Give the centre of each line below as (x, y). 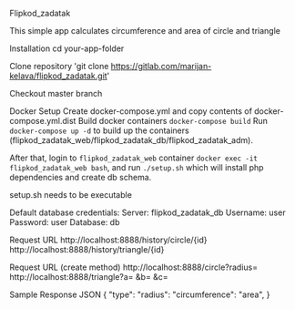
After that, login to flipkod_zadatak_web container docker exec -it (133, 158)
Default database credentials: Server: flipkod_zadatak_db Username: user (147, 212)
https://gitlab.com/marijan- (161, 66)
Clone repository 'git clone (59, 66)
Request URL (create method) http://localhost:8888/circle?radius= (133, 267)
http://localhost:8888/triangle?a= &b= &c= (89, 277)
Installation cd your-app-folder (67, 48)
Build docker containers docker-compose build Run (173, 121)
